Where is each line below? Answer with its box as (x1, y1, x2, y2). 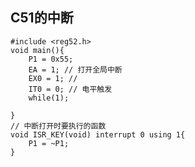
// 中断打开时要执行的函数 (10, 121, 107, 131)
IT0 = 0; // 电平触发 (28, 84, 113, 94)
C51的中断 (10, 9, 74, 27)
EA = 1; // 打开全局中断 (28, 64, 123, 75)
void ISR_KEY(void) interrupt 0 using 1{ (10, 129, 186, 140)
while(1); (28, 93, 70, 103)
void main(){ (10, 45, 65, 55)
